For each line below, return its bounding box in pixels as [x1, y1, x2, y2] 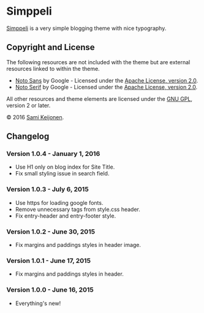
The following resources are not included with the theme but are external [6, 58, 191, 65]
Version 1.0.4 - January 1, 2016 [6, 150, 100, 158]
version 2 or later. [6, 101, 51, 109]
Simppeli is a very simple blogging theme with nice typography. [6, 24, 167, 32]
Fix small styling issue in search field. [15, 170, 110, 177]
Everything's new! [15, 300, 61, 307]
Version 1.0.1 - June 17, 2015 [6, 256, 91, 265]
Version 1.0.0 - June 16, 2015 [6, 285, 94, 294]
